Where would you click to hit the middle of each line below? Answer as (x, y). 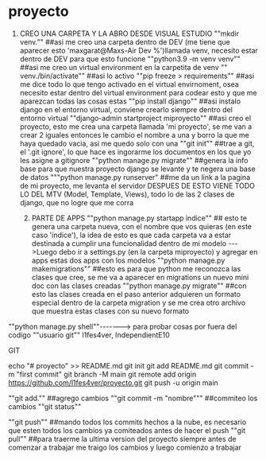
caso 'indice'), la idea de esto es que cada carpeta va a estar (131, 235)
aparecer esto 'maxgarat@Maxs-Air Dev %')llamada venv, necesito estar (139, 50)
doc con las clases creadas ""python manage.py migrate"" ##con (139, 286)
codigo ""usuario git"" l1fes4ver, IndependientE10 (89, 335)
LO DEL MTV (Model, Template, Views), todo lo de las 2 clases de (127, 194)
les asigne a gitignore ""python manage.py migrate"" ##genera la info (134, 160)
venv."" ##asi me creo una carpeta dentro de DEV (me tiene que (125, 41)
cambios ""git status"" (45, 406)
